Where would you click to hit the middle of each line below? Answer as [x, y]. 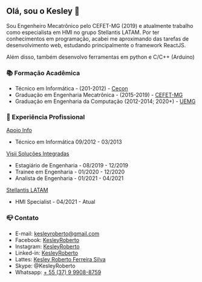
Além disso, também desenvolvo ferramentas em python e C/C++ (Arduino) [100, 57]
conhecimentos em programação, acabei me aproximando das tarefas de [98, 39]
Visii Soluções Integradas [38, 154]
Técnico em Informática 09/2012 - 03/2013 [68, 142]
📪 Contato [23, 218]
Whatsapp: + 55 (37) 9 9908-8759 [58, 272]
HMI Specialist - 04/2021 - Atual [55, 202]
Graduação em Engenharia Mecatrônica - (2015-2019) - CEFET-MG [99, 95]
